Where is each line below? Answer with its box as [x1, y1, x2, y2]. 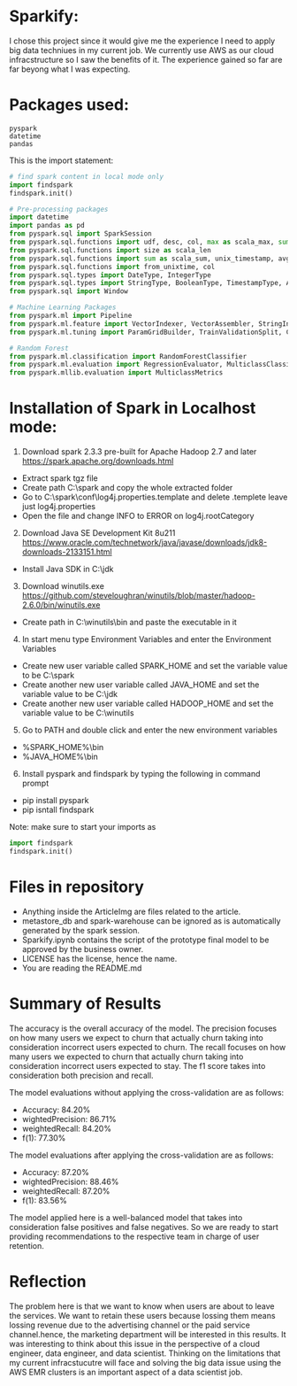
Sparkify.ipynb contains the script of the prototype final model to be [21, 934, 270, 945]
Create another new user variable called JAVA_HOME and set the [21, 679, 260, 690]
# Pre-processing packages [9, 205, 109, 213]
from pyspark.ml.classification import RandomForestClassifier [9, 352, 247, 360]
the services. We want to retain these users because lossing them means [9, 1310, 276, 1320]
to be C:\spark [21, 670, 75, 681]
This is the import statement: [9, 155, 114, 166]
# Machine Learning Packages [9, 303, 117, 312]
